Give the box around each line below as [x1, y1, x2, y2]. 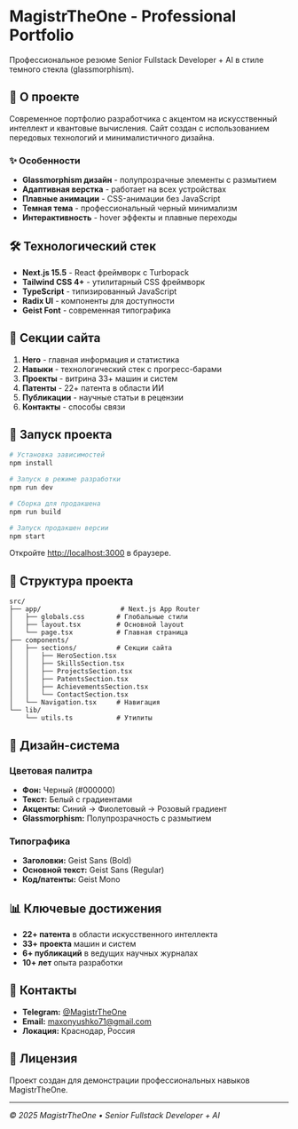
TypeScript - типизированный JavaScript [21, 286, 177, 297]
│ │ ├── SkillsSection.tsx [9, 659, 125, 668]
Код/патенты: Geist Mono [21, 874, 121, 885]
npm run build [9, 507, 62, 516]
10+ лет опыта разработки [21, 958, 123, 968]
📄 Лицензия [9, 1051, 78, 1067]
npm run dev [9, 483, 53, 492]
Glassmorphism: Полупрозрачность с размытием [21, 813, 212, 823]
